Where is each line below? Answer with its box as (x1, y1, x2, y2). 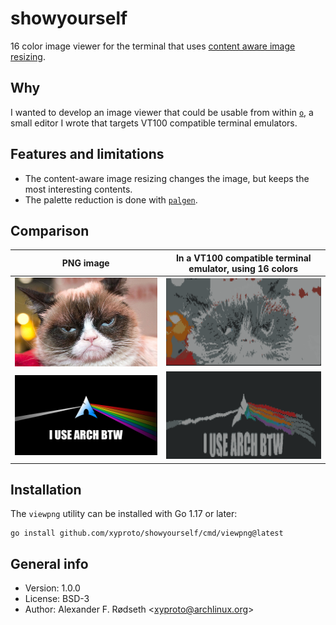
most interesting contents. (24, 183, 133, 195)
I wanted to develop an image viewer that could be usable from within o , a (10, 106, 314, 118)
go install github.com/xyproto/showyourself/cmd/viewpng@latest (10, 528, 284, 539)
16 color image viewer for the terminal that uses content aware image (10, 40, 296, 52)
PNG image (61, 257, 110, 269)
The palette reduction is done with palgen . (24, 193, 198, 206)
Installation (10, 482, 82, 499)
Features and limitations (10, 146, 165, 163)
